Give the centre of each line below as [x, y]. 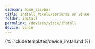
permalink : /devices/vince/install [41, 23]
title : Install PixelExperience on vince [47, 14]
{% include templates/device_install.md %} [48, 41]
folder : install [21, 18]
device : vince [19, 28]
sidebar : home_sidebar [28, 9]
